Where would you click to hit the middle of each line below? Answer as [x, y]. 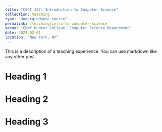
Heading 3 [27, 122]
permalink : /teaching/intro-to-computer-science [56, 23]
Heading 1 [26, 77]
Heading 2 [27, 99]
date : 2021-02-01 [23, 33]
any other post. [21, 56]
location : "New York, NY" [32, 38]
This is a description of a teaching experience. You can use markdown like [81, 51]
